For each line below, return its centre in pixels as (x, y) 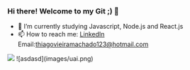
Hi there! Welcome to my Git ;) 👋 (63, 11)
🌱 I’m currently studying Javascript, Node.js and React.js (100, 27)
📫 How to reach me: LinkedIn (61, 34)
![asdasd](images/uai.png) (55, 59)
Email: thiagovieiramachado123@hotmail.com (83, 44)
